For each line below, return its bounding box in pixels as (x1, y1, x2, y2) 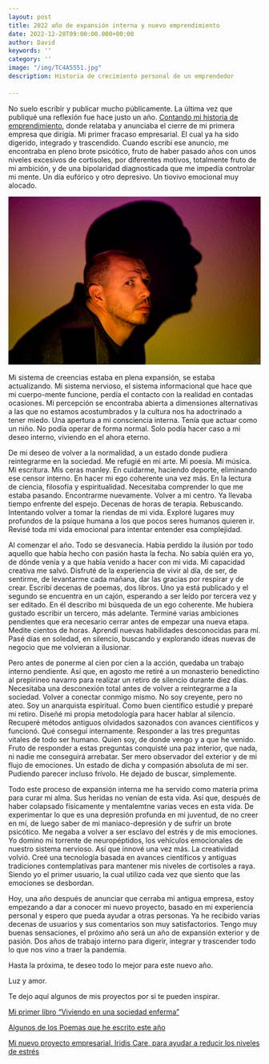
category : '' (8, 55, 52, 63)
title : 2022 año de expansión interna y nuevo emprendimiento (8, 21, 220, 30)
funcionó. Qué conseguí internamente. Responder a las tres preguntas (8, 726, 240, 736)
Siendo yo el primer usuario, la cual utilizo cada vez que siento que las (8, 870, 240, 879)
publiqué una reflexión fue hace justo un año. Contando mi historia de (8, 112, 239, 122)
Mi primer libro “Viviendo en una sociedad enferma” (8, 1007, 180, 1017)
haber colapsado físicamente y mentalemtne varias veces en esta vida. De (8, 802, 255, 811)
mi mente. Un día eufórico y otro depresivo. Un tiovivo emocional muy (8, 172, 239, 181)
